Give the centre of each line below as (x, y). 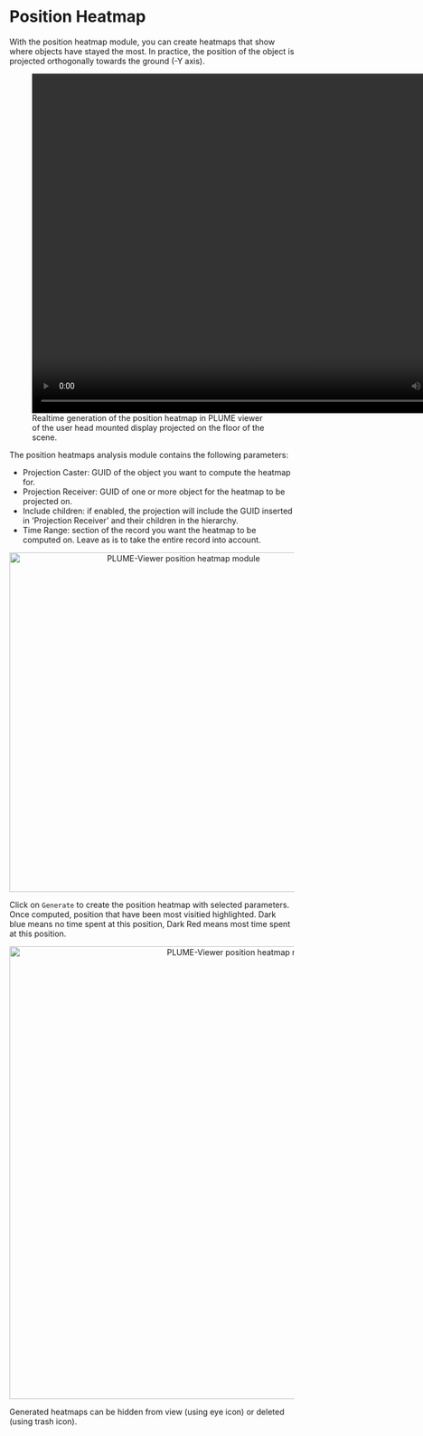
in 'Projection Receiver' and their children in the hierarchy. (130, 520)
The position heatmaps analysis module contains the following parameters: (149, 455)
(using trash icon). (43, 1421)
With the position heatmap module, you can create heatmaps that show (142, 42)
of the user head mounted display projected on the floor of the (148, 427)
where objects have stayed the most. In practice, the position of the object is (152, 51)
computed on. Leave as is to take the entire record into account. (141, 540)
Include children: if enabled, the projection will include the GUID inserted (157, 511)
